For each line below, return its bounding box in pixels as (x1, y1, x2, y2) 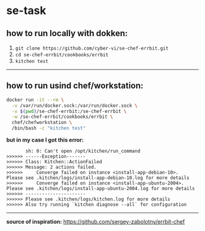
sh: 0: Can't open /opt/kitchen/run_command (25, 148, 140, 155)
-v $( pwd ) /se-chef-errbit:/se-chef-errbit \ (12, 108, 127, 114)
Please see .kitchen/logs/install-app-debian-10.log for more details (6, 175, 190, 181)
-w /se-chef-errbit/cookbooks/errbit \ (12, 114, 113, 120)
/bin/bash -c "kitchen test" (12, 125, 86, 131)
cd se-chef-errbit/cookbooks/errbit (15, 52, 109, 58)
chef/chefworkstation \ (12, 120, 72, 126)
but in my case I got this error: (6, 136, 84, 144)
